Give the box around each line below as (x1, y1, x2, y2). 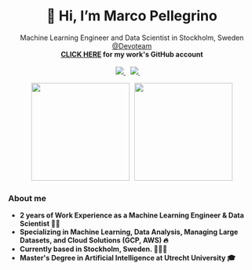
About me (8, 193, 47, 203)
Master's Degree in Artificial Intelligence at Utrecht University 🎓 (19, 254, 236, 263)
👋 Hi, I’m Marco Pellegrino (46, 7, 217, 25)
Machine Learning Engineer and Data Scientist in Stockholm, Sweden (20, 33, 244, 42)
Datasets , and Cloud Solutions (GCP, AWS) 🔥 (19, 236, 169, 245)
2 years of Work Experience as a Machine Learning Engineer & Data (19, 211, 245, 220)
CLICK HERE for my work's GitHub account (60, 49, 203, 59)
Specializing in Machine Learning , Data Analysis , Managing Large (19, 227, 239, 237)
